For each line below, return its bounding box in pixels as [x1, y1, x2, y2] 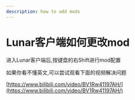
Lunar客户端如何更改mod [6, 36, 130, 49]
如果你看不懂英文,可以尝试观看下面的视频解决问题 [6, 69, 127, 76]
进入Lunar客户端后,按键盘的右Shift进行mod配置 [6, 56, 121, 64]
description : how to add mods [6, 8, 81, 15]
